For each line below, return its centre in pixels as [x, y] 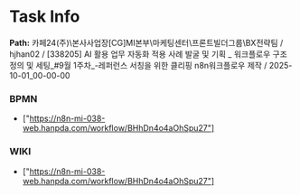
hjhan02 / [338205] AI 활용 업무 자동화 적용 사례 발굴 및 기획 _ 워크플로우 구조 [148, 54]
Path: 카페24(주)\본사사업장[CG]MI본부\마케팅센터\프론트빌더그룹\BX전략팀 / [146, 42]
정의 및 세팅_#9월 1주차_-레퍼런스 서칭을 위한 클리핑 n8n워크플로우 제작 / [138, 65]
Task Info [45, 17]
